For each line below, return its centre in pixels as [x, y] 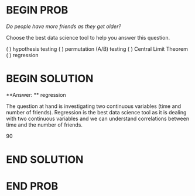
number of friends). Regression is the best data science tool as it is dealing [96, 112]
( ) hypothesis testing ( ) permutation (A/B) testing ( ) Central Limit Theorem [97, 49]
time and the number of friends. [45, 125]
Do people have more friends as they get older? [64, 26]
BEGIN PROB [37, 10]
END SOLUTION [45, 160]
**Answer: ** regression [36, 94]
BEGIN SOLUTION [50, 79]
